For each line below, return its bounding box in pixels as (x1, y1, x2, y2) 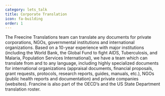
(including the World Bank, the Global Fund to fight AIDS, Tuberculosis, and (5, 50, 158, 56)
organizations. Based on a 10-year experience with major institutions (5, 45, 144, 50)
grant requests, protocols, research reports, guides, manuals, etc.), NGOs (5, 71, 154, 76)
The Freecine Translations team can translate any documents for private (5, 34, 152, 40)
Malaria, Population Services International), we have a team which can (5, 55, 148, 61)
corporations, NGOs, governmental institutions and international (5, 40, 135, 46)
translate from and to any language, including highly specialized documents (5, 60, 159, 66)
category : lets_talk (5, 7, 48, 12)
